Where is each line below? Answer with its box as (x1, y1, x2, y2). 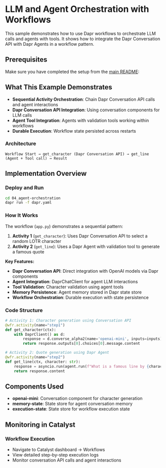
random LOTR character (12, 238, 62, 244)
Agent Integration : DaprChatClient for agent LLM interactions (12, 278, 138, 284)
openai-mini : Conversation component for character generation (12, 395, 143, 401)
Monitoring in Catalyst (5, 420, 76, 429)
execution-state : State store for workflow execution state (12, 406, 130, 412)
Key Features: (5, 258, 35, 264)
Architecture (5, 140, 37, 147)
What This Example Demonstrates (5, 83, 113, 91)
